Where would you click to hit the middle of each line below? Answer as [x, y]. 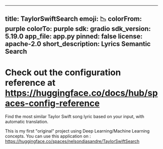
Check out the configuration [63, 72]
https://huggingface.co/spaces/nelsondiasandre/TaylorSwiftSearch [72, 141]
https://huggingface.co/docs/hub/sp [81, 93]
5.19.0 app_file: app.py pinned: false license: [74, 37]
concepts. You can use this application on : [48, 136]
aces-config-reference [52, 103]
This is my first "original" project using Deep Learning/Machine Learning [77, 131]
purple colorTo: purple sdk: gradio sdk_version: [78, 29]
